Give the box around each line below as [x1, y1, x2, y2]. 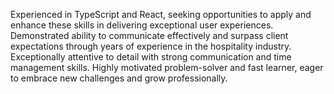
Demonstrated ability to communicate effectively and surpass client [10, 30, 289, 41]
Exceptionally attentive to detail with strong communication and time [10, 51, 292, 63]
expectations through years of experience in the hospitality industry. [10, 40, 292, 52]
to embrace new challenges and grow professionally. [10, 72, 228, 84]
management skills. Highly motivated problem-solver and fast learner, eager [10, 62, 324, 73]
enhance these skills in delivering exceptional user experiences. [10, 19, 274, 31]
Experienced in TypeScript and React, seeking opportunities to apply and [10, 9, 312, 20]
